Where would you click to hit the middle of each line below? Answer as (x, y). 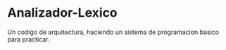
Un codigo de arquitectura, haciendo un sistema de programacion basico (113, 32)
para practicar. (29, 39)
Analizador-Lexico (62, 13)
